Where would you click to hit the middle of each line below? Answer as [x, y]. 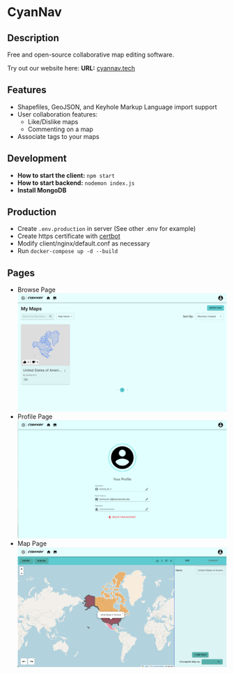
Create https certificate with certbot [69, 236]
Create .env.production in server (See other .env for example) [107, 229]
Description [33, 38]
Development [37, 159]
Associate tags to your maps [58, 136]
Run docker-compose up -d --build [68, 251]
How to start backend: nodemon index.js [76, 183]
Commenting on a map [61, 129]
